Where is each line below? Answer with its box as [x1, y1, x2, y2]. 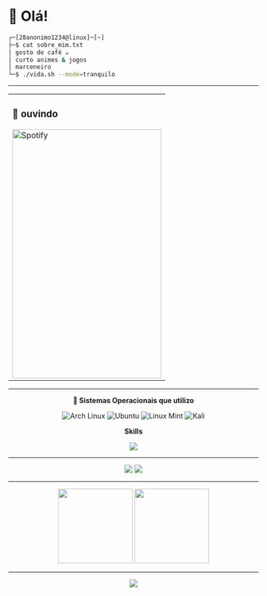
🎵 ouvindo [12, 108, 58, 120]
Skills [124, 426, 143, 437]
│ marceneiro [8, 63, 52, 71]
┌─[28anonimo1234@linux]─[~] [8, 33, 105, 41]
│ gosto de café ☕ [8, 48, 69, 57]
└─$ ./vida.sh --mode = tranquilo [8, 71, 115, 79]
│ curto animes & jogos [8, 56, 87, 64]
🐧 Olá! [8, 7, 48, 25]
